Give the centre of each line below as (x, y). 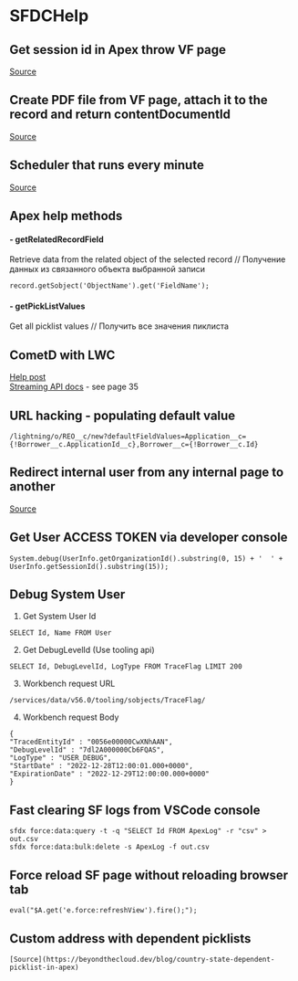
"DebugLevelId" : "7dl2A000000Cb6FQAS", (87, 750)
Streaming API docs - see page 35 (74, 387)
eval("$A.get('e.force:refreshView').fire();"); (103, 911)
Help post (28, 377)
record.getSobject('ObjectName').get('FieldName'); (109, 286)
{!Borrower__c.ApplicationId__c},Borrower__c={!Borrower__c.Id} (134, 445)
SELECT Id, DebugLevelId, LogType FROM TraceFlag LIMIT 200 (126, 667)
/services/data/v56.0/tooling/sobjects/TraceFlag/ (108, 701)
